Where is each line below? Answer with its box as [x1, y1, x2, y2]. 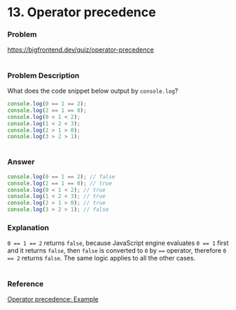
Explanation [7, 223, 49, 233]
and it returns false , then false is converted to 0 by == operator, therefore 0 [7, 246, 227, 255]
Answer [7, 157, 35, 167]
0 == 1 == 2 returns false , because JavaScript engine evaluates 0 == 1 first [7, 239, 229, 248]
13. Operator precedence [7, 4, 157, 21]
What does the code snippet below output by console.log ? [7, 86, 179, 96]
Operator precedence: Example [7, 294, 99, 303]
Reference [7, 279, 44, 289]
